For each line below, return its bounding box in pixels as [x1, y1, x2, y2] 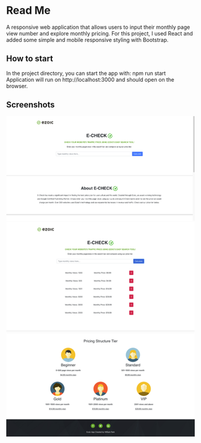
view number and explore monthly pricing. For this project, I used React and [6, 29, 193, 37]
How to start [6, 53, 53, 64]
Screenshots [6, 100, 55, 110]
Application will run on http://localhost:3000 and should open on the [6, 76, 175, 83]
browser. [6, 82, 28, 89]
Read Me [6, 4, 51, 17]
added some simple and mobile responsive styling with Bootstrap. [6, 36, 169, 43]
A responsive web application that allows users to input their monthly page [6, 23, 190, 31]
